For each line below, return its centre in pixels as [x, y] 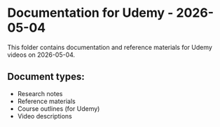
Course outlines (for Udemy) [59, 108]
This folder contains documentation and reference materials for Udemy [110, 47]
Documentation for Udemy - [90, 13]
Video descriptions [44, 116]
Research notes [40, 93]
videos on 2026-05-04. [41, 55]
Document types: [46, 77]
